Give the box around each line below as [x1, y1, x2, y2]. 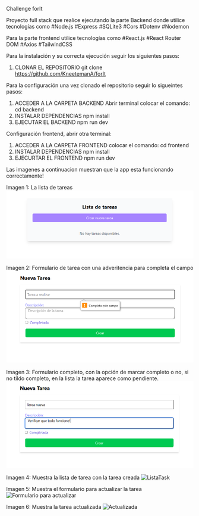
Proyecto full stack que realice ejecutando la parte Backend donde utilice [6, 17, 185, 23]
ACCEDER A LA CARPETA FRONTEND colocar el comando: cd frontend [14, 142, 189, 148]
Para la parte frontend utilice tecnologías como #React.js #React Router [6, 35, 182, 41]
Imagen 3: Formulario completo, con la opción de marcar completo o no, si [6, 369, 189, 376]
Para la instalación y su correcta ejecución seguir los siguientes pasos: [6, 52, 180, 59]
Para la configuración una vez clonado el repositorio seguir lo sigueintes [6, 82, 183, 89]
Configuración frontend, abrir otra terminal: [6, 130, 112, 137]
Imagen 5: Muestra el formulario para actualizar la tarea [6, 485, 143, 492]
